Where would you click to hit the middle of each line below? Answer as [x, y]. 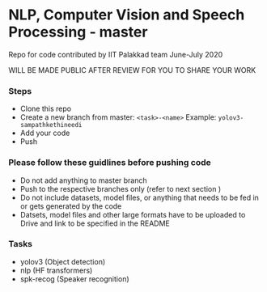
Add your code [45, 133]
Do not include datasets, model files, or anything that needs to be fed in [139, 197]
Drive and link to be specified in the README [95, 223]
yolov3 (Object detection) [63, 261]
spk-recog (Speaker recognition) [74, 279]
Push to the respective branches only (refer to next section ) [121, 188]
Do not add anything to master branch [83, 180]
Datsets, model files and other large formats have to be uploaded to [133, 214]
